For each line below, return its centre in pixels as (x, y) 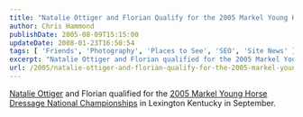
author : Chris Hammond (52, 26)
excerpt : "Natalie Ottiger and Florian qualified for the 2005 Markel (145, 59)
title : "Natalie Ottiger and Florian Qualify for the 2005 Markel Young (149, 18)
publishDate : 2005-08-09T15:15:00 (74, 34)
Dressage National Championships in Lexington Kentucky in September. (143, 103)
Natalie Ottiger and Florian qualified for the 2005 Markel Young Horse (138, 93)
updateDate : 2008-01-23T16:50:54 (72, 43)
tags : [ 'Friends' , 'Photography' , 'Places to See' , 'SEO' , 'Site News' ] (153, 51)
